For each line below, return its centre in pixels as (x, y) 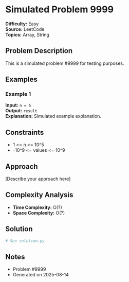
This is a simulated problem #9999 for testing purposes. (65, 63)
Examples (21, 80)
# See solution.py (25, 241)
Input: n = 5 (18, 105)
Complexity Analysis (39, 195)
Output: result (21, 111)
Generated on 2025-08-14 (41, 275)
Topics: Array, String (27, 34)
